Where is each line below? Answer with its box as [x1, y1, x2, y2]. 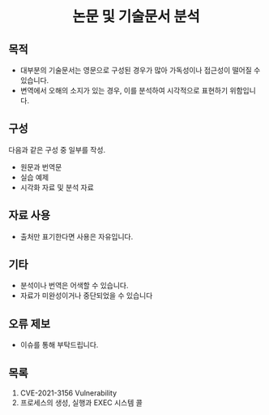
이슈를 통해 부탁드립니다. [19, 340, 99, 350]
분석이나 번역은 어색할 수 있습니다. [19, 281, 129, 291]
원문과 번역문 [19, 162, 62, 171]
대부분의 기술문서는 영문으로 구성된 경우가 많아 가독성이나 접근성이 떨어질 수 [19, 66, 261, 75]
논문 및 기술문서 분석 [72, 7, 200, 26]
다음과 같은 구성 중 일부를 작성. [8, 145, 106, 154]
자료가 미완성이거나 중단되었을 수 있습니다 [19, 291, 153, 300]
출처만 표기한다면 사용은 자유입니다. [19, 231, 134, 241]
